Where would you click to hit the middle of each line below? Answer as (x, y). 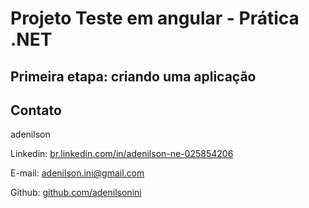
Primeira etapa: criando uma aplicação (133, 76)
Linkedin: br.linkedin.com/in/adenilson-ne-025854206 (122, 154)
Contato (36, 110)
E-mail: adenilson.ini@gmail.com (77, 173)
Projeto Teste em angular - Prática (155, 18)
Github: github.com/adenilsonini (76, 193)
